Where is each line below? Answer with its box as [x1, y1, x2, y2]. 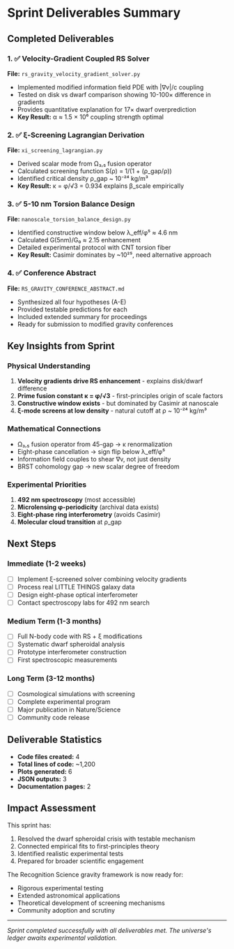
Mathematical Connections [7, 424, 101, 434]
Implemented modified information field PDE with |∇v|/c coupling [17, 82, 204, 91]
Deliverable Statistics [7, 734, 102, 746]
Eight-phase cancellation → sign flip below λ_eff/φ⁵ [17, 447, 166, 455]
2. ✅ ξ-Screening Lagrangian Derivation [7, 130, 145, 140]
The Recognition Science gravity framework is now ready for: [7, 870, 183, 878]
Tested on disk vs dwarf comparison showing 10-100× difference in [17, 90, 211, 98]
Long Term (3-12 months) [7, 674, 95, 684]
